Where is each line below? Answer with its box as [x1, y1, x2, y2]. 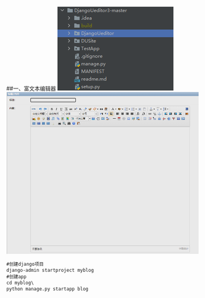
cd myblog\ [6, 280, 34, 286]
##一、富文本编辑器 [6, 85, 56, 92]
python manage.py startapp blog [6, 286, 88, 293]
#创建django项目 [6, 261, 44, 268]
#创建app [6, 274, 27, 280]
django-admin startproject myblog [6, 268, 95, 274]
